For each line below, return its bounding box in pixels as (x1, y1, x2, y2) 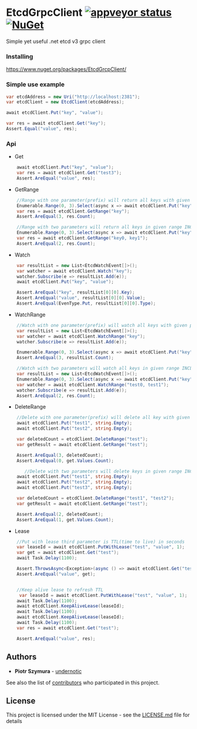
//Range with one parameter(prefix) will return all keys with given (16, 197, 191, 203)
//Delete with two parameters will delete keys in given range (24, 468, 182, 474)
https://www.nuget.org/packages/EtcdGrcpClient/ (6, 66, 127, 73)
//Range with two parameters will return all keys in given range (16, 224, 182, 230)
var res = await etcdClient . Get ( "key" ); (6, 120, 107, 126)
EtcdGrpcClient (6, 6, 83, 19)
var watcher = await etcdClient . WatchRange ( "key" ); (16, 333, 145, 339)
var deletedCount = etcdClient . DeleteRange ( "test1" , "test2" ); (16, 495, 175, 501)
